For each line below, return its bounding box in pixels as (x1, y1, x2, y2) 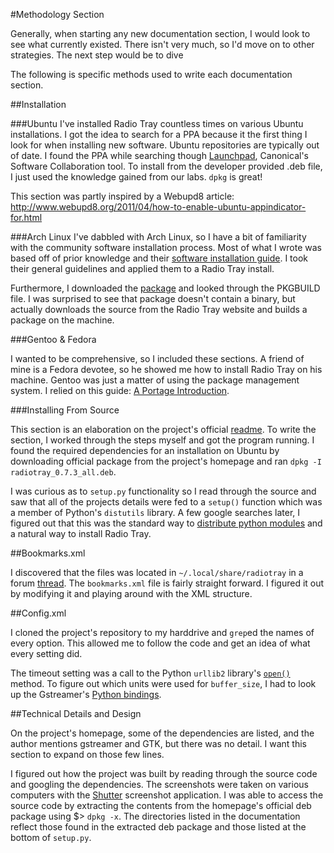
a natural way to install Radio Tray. (10, 528, 152, 539)
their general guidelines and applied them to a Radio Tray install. (10, 263, 275, 274)
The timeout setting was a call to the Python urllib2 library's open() (10, 667, 291, 679)
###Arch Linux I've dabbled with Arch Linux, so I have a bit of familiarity (10, 231, 307, 243)
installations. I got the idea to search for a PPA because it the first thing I (10, 129, 308, 140)
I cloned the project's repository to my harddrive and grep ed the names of (10, 627, 315, 638)
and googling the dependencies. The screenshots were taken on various (10, 779, 309, 790)
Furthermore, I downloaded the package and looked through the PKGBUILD (10, 282, 321, 294)
